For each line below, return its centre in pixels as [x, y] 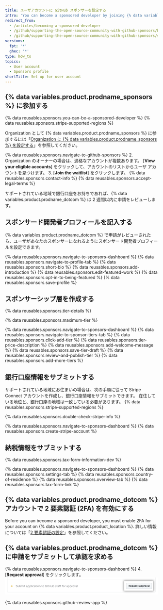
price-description [23, 345]
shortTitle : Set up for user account [43, 77]
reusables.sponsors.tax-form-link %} [42, 485]
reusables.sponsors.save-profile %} [41, 282]
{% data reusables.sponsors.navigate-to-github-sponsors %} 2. [69, 155]
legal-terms [16, 183]
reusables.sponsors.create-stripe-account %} [51, 431]
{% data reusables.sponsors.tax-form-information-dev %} [63, 460]
